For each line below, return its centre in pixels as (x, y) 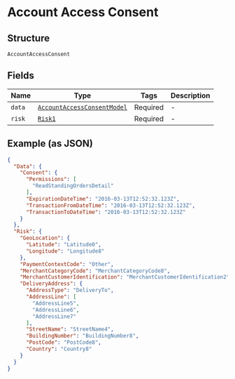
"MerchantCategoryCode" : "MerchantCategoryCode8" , (95, 271)
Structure (29, 38)
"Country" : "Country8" (59, 349)
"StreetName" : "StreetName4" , (70, 330)
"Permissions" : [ (51, 180)
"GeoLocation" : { (45, 238)
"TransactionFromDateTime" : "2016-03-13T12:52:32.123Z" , (111, 205)
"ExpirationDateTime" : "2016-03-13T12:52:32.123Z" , (102, 199)
